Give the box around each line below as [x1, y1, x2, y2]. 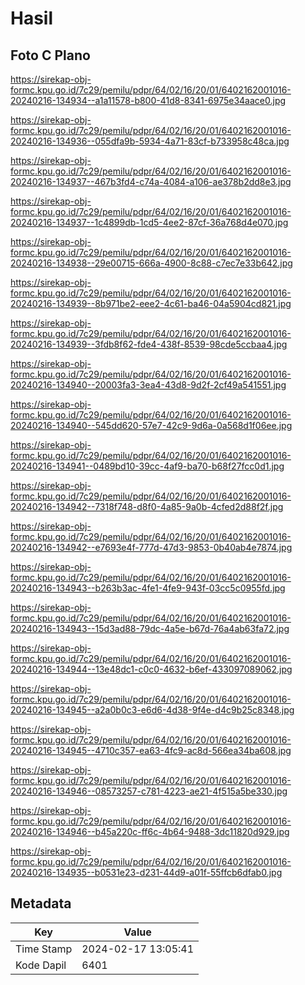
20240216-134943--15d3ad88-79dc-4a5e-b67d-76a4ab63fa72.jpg [10, 623, 290, 634]
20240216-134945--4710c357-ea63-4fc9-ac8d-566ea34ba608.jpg [10, 745, 292, 756]
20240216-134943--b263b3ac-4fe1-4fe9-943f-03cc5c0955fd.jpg [10, 582, 286, 594]
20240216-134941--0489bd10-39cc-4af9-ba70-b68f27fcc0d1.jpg [10, 460, 285, 472]
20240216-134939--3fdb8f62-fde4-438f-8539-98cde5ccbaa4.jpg [10, 338, 288, 350]
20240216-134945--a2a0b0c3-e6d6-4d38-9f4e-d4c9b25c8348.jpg [10, 704, 295, 716]
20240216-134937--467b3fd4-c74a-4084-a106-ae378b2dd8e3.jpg [10, 176, 292, 187]
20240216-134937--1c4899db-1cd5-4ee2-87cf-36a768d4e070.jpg [10, 217, 289, 228]
